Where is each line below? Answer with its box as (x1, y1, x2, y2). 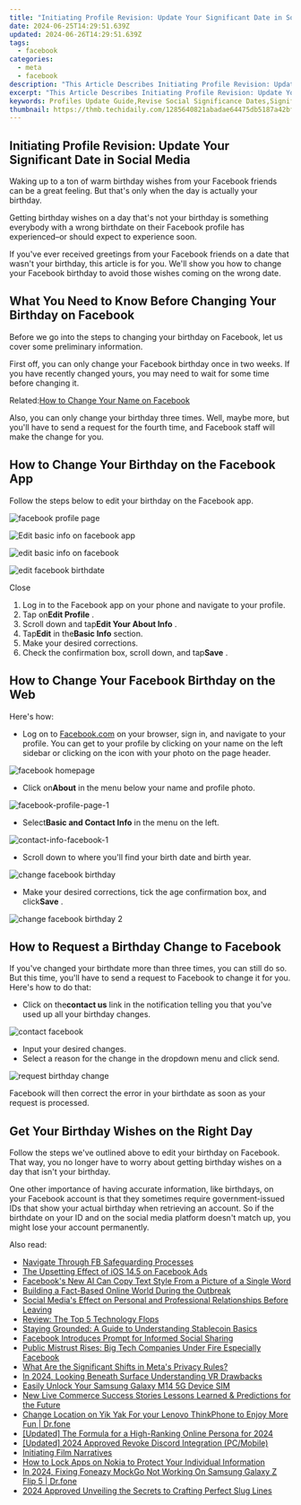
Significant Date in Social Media (9, 152, 191, 167)
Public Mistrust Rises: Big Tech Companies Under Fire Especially (21, 1343, 262, 1353)
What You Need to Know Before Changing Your (9, 293, 277, 309)
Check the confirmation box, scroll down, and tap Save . (21, 647, 228, 657)
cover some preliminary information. (9, 341, 143, 352)
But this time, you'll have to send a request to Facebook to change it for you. (9, 972, 291, 983)
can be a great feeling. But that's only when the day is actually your (9, 186, 258, 196)
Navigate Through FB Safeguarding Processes (21, 1257, 194, 1267)
